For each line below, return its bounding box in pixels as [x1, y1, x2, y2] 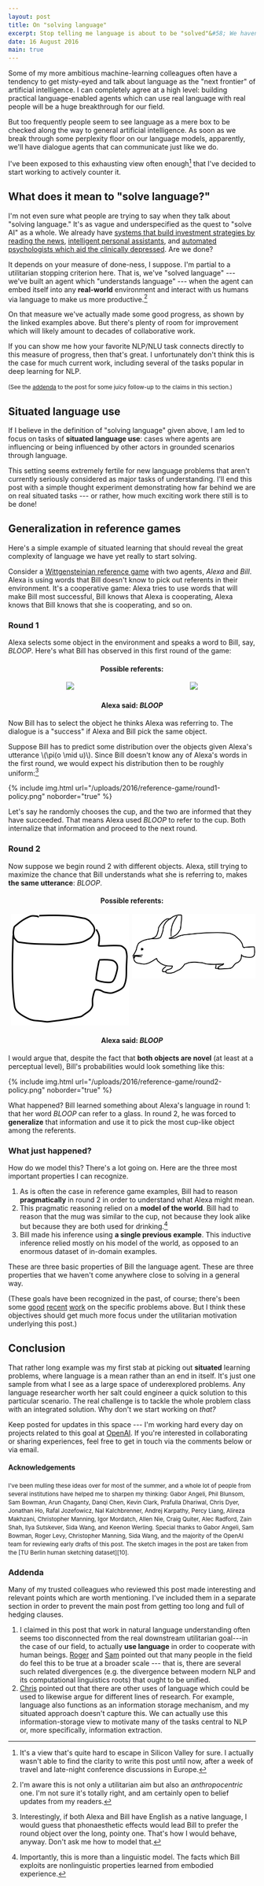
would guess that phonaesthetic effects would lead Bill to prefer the [19, 1821, 239, 1830]
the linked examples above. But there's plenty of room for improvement [8, 318, 239, 327]
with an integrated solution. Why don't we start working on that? [8, 1404, 216, 1414]
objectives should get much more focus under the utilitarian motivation [8, 1311, 237, 1320]
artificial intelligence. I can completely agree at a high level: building [8, 85, 228, 94]
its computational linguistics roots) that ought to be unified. [19, 1675, 211, 1684]
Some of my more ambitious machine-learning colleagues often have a [8, 68, 238, 78]
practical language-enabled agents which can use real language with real [8, 94, 246, 103]
